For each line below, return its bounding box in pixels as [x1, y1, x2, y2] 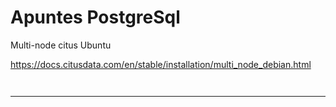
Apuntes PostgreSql [10, 6, 181, 29]
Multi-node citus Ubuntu [10, 39, 112, 51]
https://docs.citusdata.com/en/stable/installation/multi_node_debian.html [10, 58, 312, 70]
